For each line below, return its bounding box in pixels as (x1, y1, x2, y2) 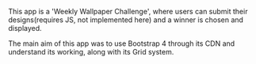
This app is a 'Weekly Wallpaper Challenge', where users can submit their (8, 7, 248, 16)
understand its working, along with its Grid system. (8, 47, 174, 56)
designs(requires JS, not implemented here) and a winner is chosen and (8, 15, 244, 24)
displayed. (8, 24, 42, 32)
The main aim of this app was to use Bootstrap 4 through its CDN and (8, 39, 235, 48)
